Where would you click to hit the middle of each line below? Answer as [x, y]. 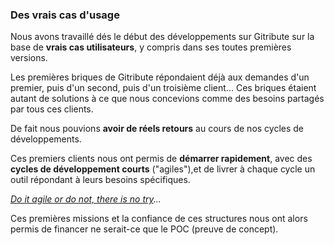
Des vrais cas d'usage [65, 15]
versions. [29, 58]
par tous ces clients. [52, 109]
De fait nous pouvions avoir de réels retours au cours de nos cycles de [157, 129]
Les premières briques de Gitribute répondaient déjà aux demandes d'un [160, 77]
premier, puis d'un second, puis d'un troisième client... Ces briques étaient [163, 88]
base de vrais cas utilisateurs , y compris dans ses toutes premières [151, 47]
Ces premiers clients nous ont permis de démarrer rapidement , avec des [161, 159]
